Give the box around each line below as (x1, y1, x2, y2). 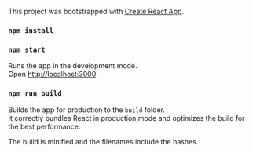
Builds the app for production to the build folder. (8, 105, 166, 115)
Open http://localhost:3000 (8, 70, 97, 79)
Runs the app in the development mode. (8, 61, 137, 71)
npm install (8, 26, 54, 35)
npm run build (8, 89, 62, 98)
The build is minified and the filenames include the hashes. (8, 137, 199, 146)
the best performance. (8, 122, 81, 131)
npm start (8, 45, 46, 54)
